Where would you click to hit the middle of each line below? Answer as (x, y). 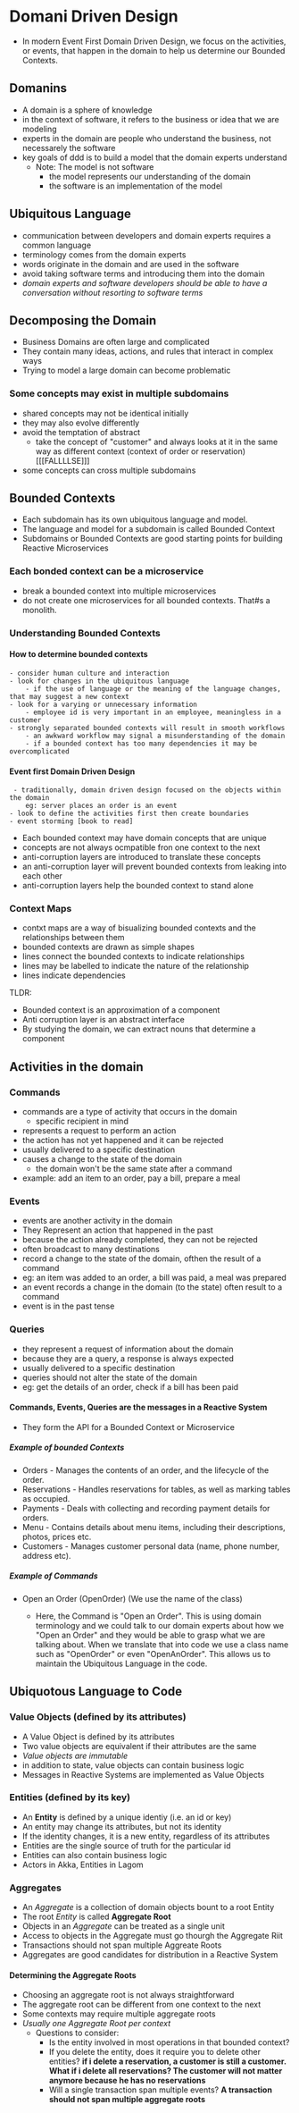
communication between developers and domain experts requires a (146, 235)
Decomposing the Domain (83, 320)
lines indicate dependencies (74, 975)
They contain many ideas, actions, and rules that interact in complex (148, 351)
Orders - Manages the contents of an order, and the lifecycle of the (145, 1470)
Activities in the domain (77, 1067)
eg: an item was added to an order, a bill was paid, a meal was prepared (154, 1278)
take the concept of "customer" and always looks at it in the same (157, 442)
